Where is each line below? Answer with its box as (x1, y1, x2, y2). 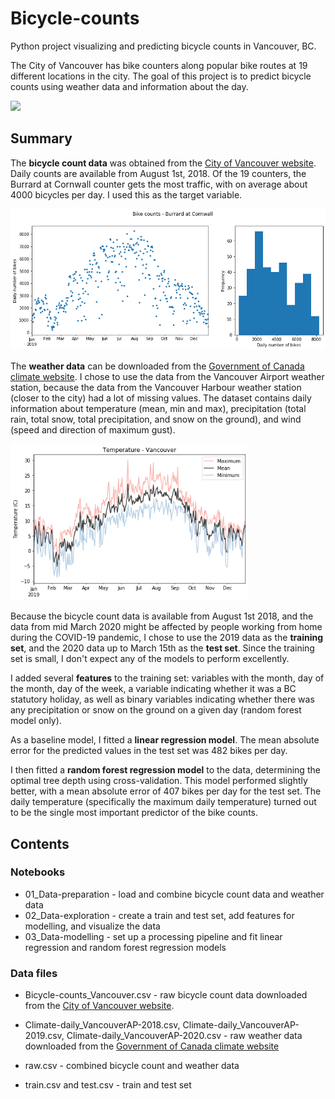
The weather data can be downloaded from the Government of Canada (10, 360, 305, 372)
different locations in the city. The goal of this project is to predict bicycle (10, 70, 312, 82)
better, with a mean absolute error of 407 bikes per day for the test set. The (10, 785, 322, 797)
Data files (10, 966, 58, 980)
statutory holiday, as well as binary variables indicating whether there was (10, 693, 315, 706)
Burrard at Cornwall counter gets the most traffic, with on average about (10, 178, 308, 190)
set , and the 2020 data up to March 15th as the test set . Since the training (10, 642, 315, 654)
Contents (10, 835, 70, 852)
